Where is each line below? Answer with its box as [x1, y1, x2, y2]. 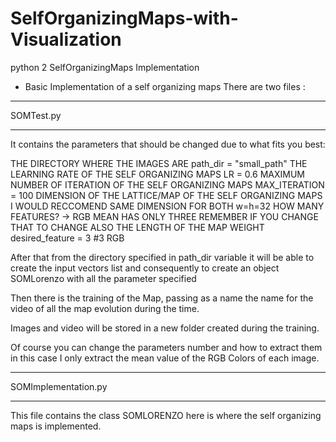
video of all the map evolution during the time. [10, 302, 200, 314]
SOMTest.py [10, 109, 62, 121]
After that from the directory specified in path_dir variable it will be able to [10, 251, 315, 263]
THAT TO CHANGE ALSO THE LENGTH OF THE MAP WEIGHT [10, 221, 265, 233]
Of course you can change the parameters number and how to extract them [10, 341, 323, 353]
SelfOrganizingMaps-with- [10, 7, 239, 30]
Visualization [10, 28, 122, 51]
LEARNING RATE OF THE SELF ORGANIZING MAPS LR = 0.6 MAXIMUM [10, 168, 305, 180]
